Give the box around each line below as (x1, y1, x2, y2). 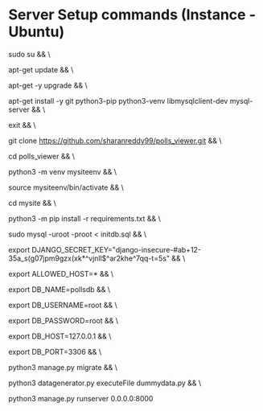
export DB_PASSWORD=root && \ (8, 315, 119, 325)
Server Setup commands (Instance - (8, 6, 256, 24)
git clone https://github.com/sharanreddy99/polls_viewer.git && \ (8, 135, 223, 146)
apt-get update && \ (8, 64, 74, 74)
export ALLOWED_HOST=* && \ (8, 269, 114, 278)
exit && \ (8, 120, 36, 129)
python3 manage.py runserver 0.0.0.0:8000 (8, 393, 154, 403)
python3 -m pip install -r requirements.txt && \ (8, 213, 161, 223)
